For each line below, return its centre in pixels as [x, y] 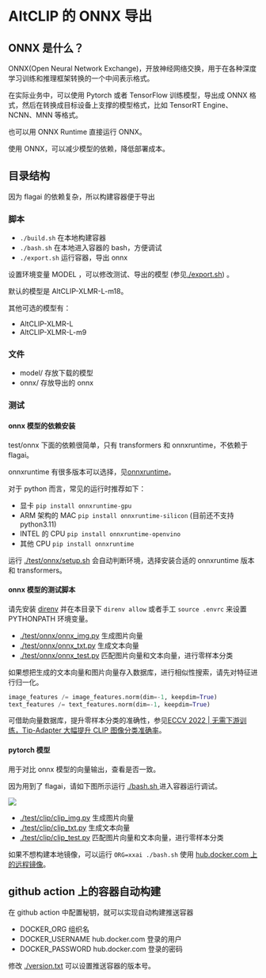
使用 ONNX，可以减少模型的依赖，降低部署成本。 [89, 148]
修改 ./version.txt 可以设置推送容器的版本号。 [82, 965]
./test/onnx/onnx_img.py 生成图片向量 [81, 635]
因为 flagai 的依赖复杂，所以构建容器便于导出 [82, 196]
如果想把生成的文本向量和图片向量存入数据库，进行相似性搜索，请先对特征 [129, 672]
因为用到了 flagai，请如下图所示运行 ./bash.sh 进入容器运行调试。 [115, 786]
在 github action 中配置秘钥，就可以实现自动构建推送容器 [101, 912]
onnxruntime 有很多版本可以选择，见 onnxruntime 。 [92, 471]
